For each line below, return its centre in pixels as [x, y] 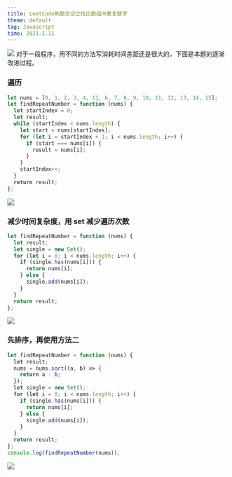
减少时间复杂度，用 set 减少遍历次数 [68, 221]
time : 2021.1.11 [31, 33]
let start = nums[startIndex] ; [66, 130]
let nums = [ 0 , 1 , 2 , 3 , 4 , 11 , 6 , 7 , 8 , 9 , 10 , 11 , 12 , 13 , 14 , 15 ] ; [113, 98]
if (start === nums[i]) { [63, 143]
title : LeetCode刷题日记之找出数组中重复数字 [67, 14]
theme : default [29, 20]
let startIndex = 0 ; [43, 111]
